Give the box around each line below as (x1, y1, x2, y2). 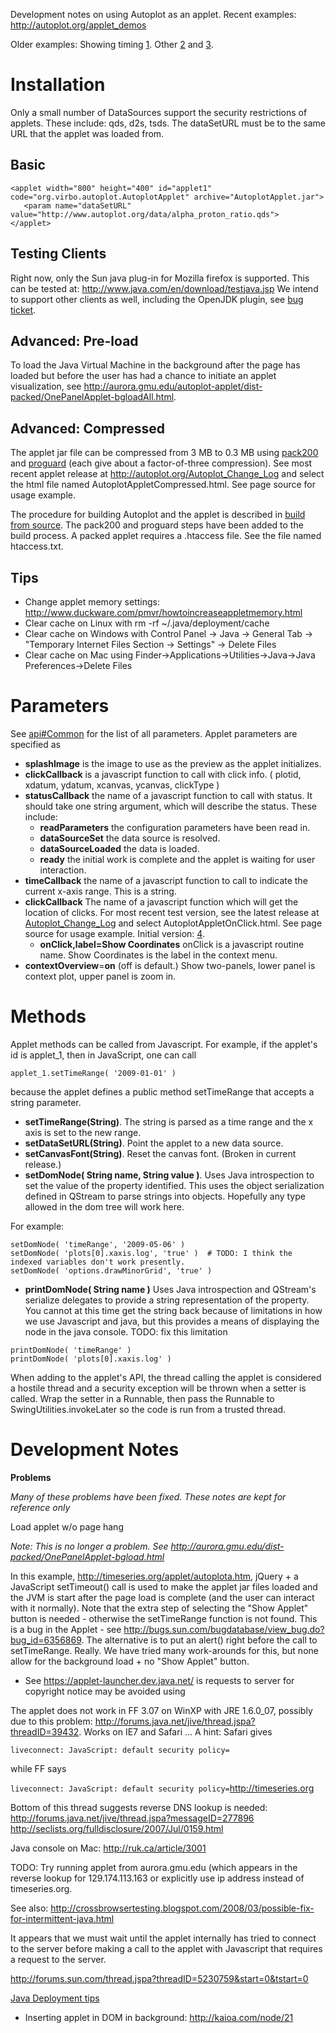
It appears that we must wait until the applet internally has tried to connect (10, 1932, 317, 1944)
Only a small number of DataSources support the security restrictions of (10, 106, 308, 118)
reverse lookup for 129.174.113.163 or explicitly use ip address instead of (10, 1872, 305, 1884)
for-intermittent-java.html (10, 1912, 115, 1924)
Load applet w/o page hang (10, 1520, 124, 1533)
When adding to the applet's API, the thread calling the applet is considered (10, 1371, 322, 1383)
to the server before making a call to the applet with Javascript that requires (10, 1942, 323, 1954)
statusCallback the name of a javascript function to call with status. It (24, 789, 313, 801)
